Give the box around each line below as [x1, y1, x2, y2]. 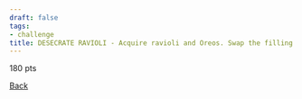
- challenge [9, 30, 54, 39]
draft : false [9, 13, 59, 22]
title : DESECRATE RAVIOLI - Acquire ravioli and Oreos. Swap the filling [9, 38, 294, 48]
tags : [9, 22, 30, 31]
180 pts [9, 63, 37, 74]
